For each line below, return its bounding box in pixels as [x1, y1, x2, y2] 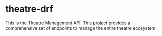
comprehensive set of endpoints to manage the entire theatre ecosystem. [5, 25, 157, 31]
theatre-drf [5, 3, 54, 15]
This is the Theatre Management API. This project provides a [5, 20, 130, 26]
